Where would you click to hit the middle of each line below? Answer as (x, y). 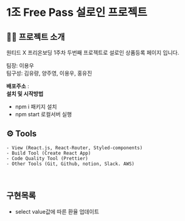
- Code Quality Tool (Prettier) (47, 158)
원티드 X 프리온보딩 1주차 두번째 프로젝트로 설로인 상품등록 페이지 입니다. (93, 53)
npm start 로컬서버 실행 (43, 114)
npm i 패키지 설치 (36, 107)
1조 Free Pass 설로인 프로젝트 (77, 12)
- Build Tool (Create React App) (49, 153)
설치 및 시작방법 (25, 94)
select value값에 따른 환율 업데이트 (57, 211)
